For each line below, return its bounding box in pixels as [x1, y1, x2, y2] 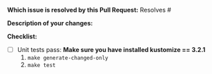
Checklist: [7, 32, 38, 40]
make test [27, 62, 57, 69]
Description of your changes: [7, 19, 93, 27]
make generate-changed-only [27, 55, 108, 62]
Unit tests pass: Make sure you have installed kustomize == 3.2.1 [17, 46, 206, 53]
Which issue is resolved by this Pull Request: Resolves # [7, 6, 171, 14]
